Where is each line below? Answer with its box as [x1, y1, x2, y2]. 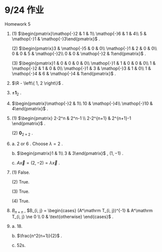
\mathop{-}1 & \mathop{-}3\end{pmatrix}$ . [11, 35, 100, 42]
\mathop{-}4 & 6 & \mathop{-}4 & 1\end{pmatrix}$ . [11, 70, 116, 76]
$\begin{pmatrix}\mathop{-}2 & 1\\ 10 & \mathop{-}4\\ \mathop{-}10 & [11, 100, 153, 106]
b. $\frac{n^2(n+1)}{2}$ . [11, 233, 62, 239]
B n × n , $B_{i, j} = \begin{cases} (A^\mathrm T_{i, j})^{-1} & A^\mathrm [11, 207, 153, 215]
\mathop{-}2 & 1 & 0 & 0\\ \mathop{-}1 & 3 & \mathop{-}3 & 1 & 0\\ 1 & [11, 65, 151, 71]
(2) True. [11, 179, 30, 185]
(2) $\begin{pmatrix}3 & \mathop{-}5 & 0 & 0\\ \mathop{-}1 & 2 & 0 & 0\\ [11, 45, 158, 51]
